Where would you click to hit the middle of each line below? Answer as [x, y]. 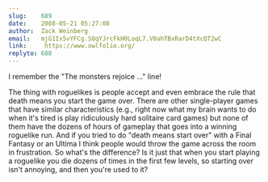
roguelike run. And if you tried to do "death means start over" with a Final [130, 135]
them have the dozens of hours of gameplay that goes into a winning [123, 127]
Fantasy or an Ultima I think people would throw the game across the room [132, 144]
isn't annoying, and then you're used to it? [78, 169]
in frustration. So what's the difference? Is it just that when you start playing [134, 152]
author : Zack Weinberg [48, 31]
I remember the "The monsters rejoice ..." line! [85, 76]
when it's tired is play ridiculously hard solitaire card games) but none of [128, 118]
